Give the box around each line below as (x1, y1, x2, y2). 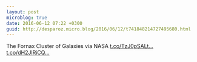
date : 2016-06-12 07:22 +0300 (6, 20, 83, 26)
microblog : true (6, 15, 47, 21)
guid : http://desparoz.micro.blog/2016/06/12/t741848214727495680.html (6, 26, 191, 32)
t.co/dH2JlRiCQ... (6, 49, 50, 57)
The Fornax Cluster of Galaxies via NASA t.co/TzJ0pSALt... (6, 43, 153, 50)
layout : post (6, 9, 39, 15)
